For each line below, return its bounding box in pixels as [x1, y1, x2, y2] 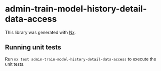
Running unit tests [5, 43, 61, 51]
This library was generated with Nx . [5, 29, 76, 35]
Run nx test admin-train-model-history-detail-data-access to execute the [5, 56, 156, 62]
